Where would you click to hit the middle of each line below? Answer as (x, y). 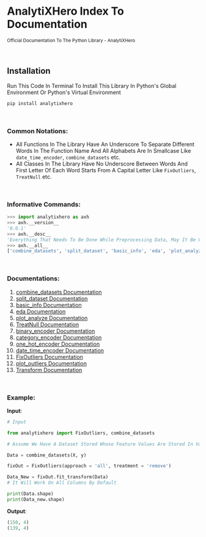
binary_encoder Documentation (55, 331)
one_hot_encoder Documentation (58, 344)
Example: (21, 397)
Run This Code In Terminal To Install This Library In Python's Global (92, 86)
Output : (17, 511)
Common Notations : (38, 131)
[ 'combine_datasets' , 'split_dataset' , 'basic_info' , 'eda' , (86, 251)
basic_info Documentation (49, 305)
